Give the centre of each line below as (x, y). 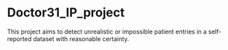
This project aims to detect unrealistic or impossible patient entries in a (107, 32)
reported (20, 38)
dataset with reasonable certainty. (81, 38)
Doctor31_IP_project (66, 13)
